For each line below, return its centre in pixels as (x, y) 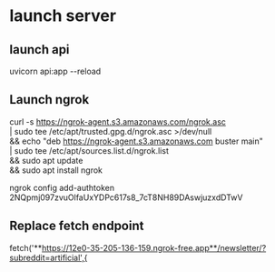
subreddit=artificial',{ (49, 257)
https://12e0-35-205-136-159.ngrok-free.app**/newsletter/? (154, 247)
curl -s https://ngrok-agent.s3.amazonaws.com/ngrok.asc (118, 121)
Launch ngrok (49, 100)
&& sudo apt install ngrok (56, 170)
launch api (39, 50)
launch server (63, 16)
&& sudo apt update (46, 160)
